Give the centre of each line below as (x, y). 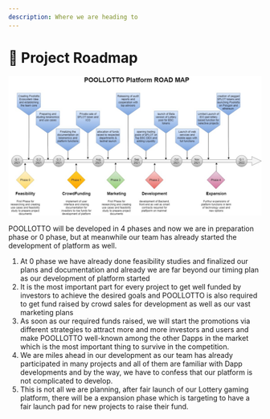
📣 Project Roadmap (73, 58)
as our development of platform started (85, 278)
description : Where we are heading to (73, 17)
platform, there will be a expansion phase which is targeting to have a (135, 398)
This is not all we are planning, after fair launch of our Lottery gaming (134, 389)
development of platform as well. (63, 246)
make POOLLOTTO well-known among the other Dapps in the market (134, 339)
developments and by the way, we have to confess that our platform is (136, 372)
